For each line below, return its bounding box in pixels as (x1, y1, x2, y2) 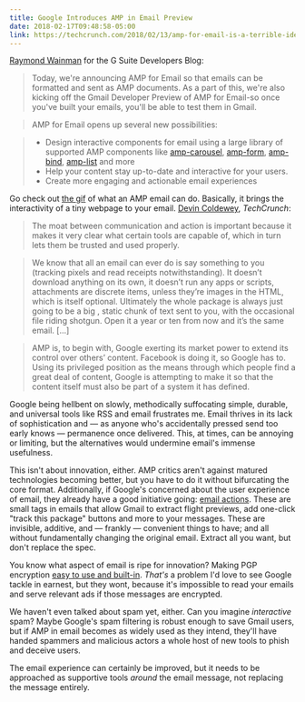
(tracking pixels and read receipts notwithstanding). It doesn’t (31, 267, 262, 278)
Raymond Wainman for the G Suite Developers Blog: (9, 55, 204, 66)
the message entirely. (9, 682, 91, 693)
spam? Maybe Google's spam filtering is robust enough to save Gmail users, (9, 616, 295, 627)
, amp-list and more (62, 156, 135, 167)
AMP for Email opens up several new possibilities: (31, 119, 218, 130)
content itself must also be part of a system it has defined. (31, 381, 250, 392)
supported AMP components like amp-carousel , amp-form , (44, 146, 267, 157)
